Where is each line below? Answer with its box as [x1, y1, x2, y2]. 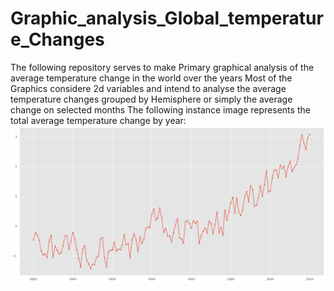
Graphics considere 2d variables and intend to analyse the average [10, 82, 287, 94]
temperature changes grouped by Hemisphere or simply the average [10, 93, 293, 105]
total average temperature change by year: [10, 114, 187, 126]
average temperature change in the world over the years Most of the [10, 72, 293, 84]
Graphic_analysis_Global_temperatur [10, 7, 324, 30]
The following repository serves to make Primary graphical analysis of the [10, 61, 315, 73]
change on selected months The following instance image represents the [10, 103, 311, 116]
